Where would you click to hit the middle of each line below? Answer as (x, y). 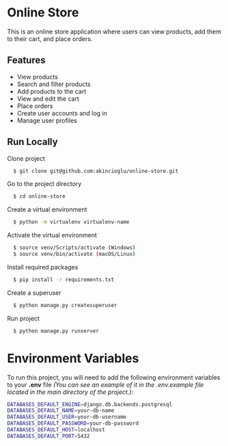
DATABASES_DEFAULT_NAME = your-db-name (61, 411)
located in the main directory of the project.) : (70, 392)
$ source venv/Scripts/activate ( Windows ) (74, 248)
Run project (23, 318)
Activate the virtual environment (52, 235)
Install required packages (43, 267)
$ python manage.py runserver (56, 331)
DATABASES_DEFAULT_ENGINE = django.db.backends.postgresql (90, 404)
